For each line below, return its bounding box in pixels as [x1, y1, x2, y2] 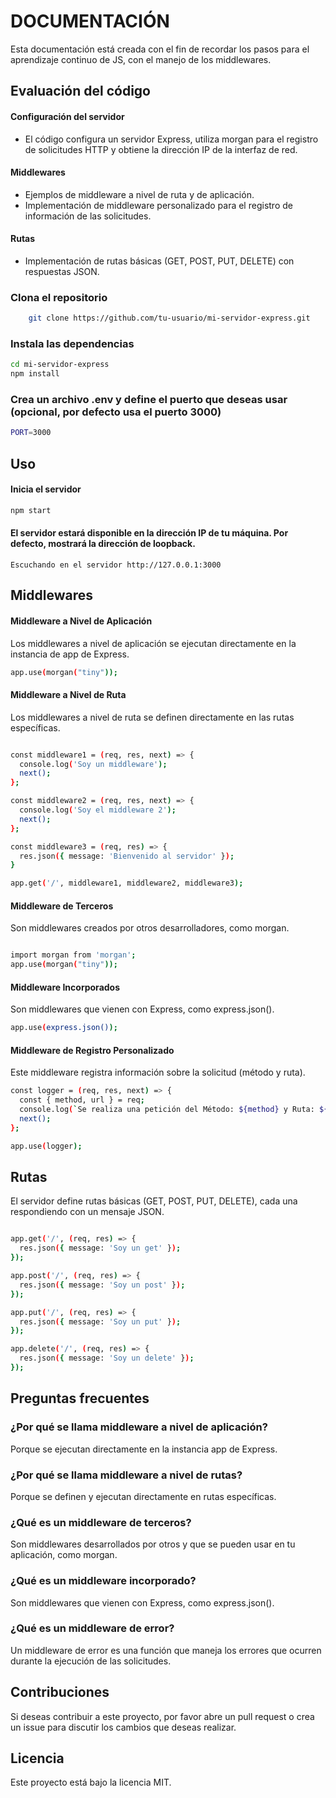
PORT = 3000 [10, 428, 52, 438]
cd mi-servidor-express [10, 360, 110, 370]
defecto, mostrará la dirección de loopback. [10, 538, 196, 550]
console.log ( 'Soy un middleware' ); [19, 759, 168, 769]
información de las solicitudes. [24, 210, 152, 222]
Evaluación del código [10, 83, 151, 100]
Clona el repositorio [10, 290, 108, 304]
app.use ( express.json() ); [10, 1023, 118, 1033]
